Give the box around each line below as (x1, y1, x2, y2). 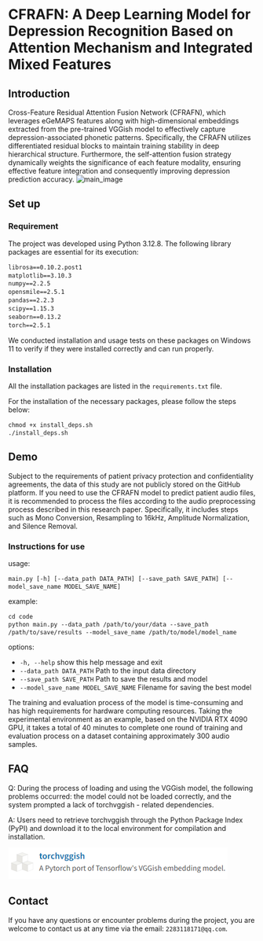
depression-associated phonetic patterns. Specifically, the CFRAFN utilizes (8, 133, 251, 142)
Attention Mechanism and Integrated (8, 39, 254, 57)
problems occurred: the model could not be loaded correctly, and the (8, 792, 232, 801)
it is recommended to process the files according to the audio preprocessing (8, 496, 256, 505)
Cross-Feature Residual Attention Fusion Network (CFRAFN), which (8, 108, 226, 117)
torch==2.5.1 (8, 321, 51, 329)
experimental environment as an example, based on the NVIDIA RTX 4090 (8, 715, 248, 724)
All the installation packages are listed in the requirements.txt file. (8, 381, 222, 391)
